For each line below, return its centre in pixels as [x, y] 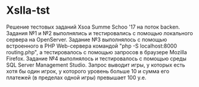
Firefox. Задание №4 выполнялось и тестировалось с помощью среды [96, 58]
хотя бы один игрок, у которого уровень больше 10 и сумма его [88, 71]
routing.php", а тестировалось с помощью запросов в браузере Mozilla [97, 52]
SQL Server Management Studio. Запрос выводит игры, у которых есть [96, 65]
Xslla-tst [28, 10]
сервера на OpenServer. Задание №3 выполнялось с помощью [87, 39]
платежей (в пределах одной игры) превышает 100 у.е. [76, 77]
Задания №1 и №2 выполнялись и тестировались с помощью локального [100, 33]
